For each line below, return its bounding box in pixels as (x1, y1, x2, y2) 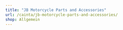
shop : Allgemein (5, 17, 40, 22)
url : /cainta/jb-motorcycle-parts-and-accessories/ (5, 12, 118, 17)
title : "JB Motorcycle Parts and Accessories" (5, 7, 107, 13)
